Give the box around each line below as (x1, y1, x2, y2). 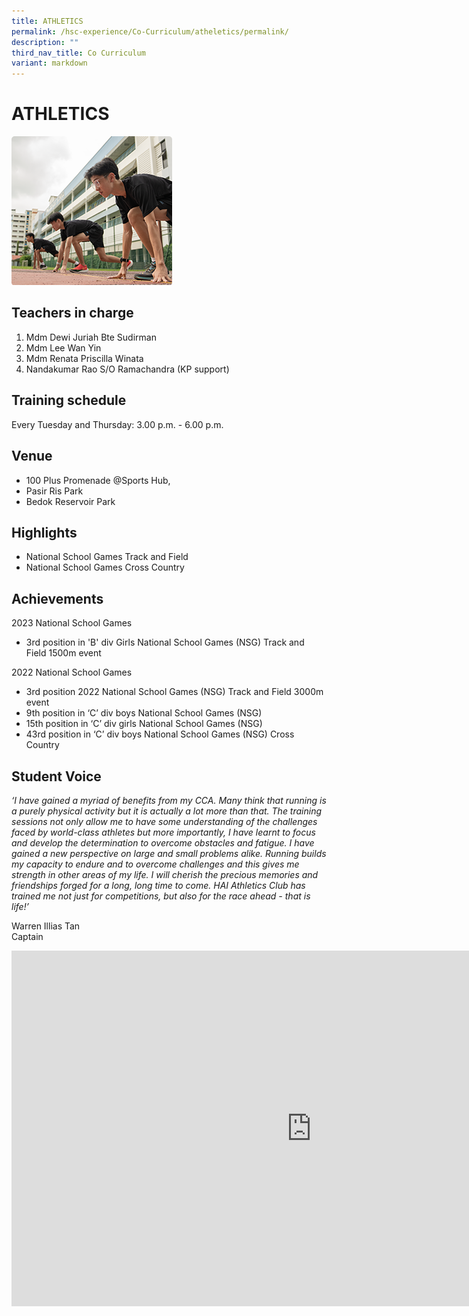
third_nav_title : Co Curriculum (11, 48, 146, 58)
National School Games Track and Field (25, 551, 189, 563)
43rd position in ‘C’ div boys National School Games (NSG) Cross (25, 728, 295, 740)
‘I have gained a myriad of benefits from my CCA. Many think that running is (11, 794, 327, 806)
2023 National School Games (11, 617, 133, 629)
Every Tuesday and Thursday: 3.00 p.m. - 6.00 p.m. (11, 418, 224, 430)
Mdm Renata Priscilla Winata (25, 352, 144, 364)
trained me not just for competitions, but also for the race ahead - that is (11, 890, 311, 902)
